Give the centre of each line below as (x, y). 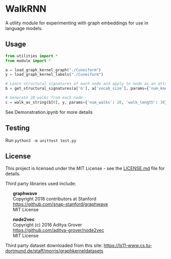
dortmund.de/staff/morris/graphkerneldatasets (54, 251)
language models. (24, 28)
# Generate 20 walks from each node (44, 98)
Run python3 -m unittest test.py (41, 140)
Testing (18, 128)
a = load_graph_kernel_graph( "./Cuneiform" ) (53, 70)
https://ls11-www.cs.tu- (128, 246)
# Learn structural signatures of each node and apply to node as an (81, 84)
